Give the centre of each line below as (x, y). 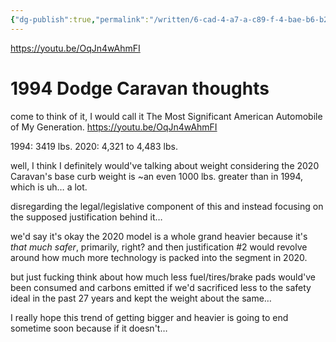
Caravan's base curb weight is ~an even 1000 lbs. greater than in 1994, (157, 176)
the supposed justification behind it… (86, 217)
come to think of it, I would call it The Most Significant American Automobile (166, 116)
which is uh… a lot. (49, 187)
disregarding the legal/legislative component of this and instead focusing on (167, 206)
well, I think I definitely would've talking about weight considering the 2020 (165, 165)
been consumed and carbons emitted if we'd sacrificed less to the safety (161, 287)
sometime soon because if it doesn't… (89, 328)
